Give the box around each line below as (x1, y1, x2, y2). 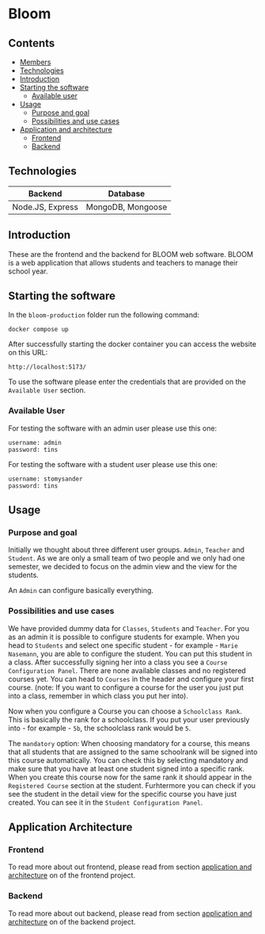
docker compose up (8, 326, 69, 334)
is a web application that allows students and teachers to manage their (8, 258, 239, 267)
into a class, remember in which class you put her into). (8, 691, 188, 700)
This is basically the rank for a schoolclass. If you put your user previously (8, 714, 250, 724)
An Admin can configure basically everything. (8, 586, 154, 595)
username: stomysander (8, 475, 83, 483)
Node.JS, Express (12, 201, 79, 212)
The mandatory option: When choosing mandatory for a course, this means (8, 738, 251, 748)
